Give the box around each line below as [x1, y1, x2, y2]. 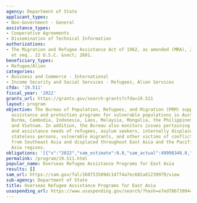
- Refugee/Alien [6, 63, 46, 69]
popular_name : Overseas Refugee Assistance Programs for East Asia [6, 161, 175, 167]
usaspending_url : [6, 188, 49, 194]
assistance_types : [6, 25, 51, 31]
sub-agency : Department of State [6, 177, 88, 183]
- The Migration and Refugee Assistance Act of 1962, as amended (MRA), [6, 47, 188, 53]
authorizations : [6, 42, 46, 47]
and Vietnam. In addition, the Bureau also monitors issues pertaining [11, 123, 191, 129]
